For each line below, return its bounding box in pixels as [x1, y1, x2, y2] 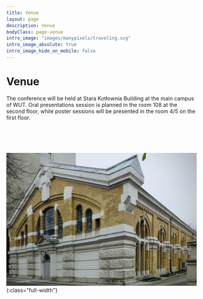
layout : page [6, 16, 39, 22]
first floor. [6, 114, 31, 121]
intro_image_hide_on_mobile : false [6, 48, 96, 54]
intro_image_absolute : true [6, 42, 77, 48]
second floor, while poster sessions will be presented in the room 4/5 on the [6, 108, 196, 115]
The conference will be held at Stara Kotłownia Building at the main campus [6, 94, 195, 102]
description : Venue [6, 22, 56, 28]
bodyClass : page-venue [6, 29, 63, 35]
